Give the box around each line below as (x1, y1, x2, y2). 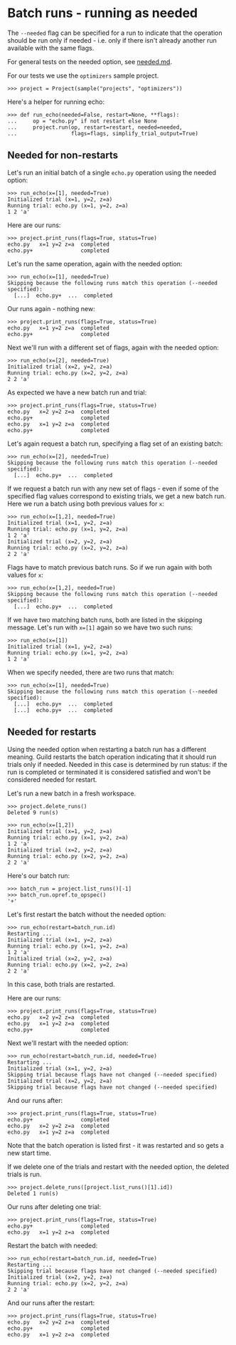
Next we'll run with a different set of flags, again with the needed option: (7, 343, 219, 352)
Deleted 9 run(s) (7, 809, 59, 816)
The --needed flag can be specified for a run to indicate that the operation (7, 28, 222, 37)
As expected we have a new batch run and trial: (7, 388, 147, 397)
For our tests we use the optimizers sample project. (7, 71, 159, 80)
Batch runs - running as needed (7, 5, 198, 21)
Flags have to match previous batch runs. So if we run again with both (7, 562, 213, 571)
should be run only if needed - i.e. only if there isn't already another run (7, 36, 217, 44)
